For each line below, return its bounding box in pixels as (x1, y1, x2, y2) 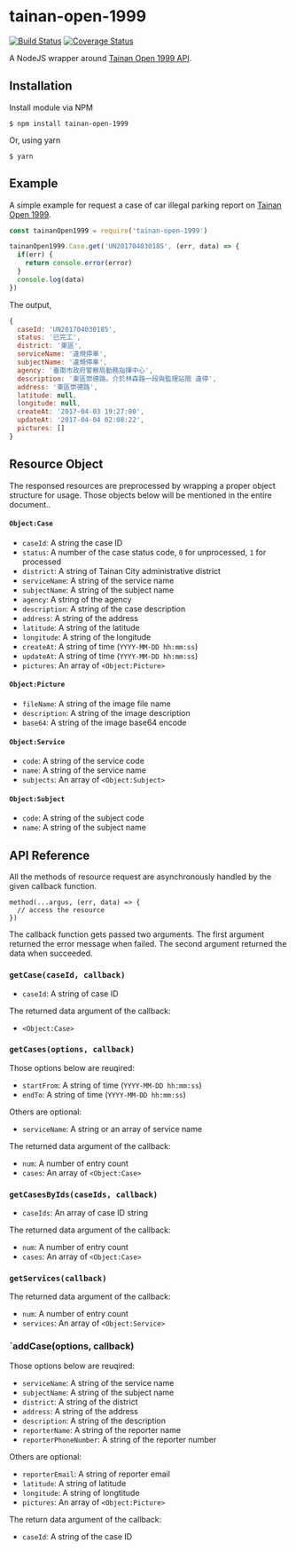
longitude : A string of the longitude (21, 632, 152, 642)
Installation (9, 78, 73, 94)
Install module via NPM (9, 102, 93, 113)
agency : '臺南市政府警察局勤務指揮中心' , (17, 366, 153, 374)
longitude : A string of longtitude (21, 1487, 140, 1498)
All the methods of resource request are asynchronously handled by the (9, 871, 272, 882)
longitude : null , (17, 399, 82, 408)
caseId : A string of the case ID (21, 1531, 133, 1541)
